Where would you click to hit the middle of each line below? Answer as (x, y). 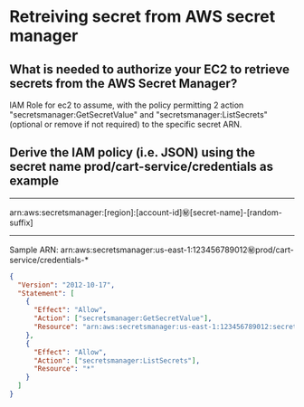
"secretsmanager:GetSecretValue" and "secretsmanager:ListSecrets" (139, 114)
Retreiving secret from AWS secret (142, 17)
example (34, 181)
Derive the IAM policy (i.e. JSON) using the (133, 152)
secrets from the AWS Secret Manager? (123, 83)
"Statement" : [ (46, 293)
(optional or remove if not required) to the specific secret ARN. (126, 124)
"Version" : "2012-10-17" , (66, 285)
